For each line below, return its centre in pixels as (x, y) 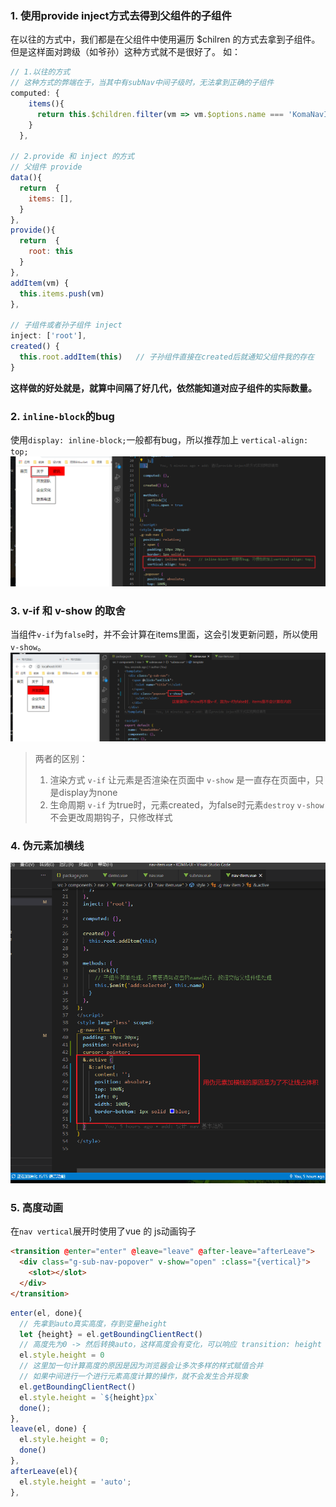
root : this (51, 252)
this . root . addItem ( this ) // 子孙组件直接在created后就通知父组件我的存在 (167, 357)
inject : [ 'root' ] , (48, 336)
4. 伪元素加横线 (47, 845)
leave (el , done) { (48, 1429)
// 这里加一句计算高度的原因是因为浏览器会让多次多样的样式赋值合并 (141, 1366)
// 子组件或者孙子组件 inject (66, 325)
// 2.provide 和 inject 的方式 (72, 157)
